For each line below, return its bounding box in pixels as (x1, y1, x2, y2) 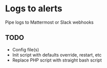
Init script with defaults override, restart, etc (12, 52, 102, 58)
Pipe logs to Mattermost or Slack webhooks (5, 19, 94, 25)
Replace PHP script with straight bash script (12, 57, 102, 63)
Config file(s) (12, 46, 39, 52)
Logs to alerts (5, 3, 63, 14)
